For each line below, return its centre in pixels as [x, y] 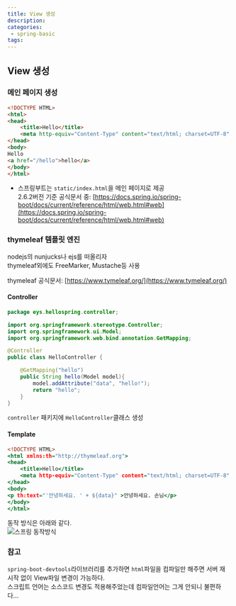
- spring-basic [33, 34]
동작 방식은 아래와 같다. [40, 523]
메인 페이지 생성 [33, 93]
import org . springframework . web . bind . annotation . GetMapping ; [100, 338]
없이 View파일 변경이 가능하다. [62, 578]
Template [22, 434]
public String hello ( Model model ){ [73, 377]
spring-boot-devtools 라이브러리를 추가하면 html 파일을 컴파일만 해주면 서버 [113, 568]
